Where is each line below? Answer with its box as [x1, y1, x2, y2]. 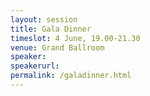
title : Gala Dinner [10, 24, 92, 34]
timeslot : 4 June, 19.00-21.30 [10, 33, 141, 43]
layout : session [10, 14, 78, 25]
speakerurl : [10, 61, 60, 71]
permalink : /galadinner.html [10, 71, 132, 81]
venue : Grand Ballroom [10, 42, 105, 53]
